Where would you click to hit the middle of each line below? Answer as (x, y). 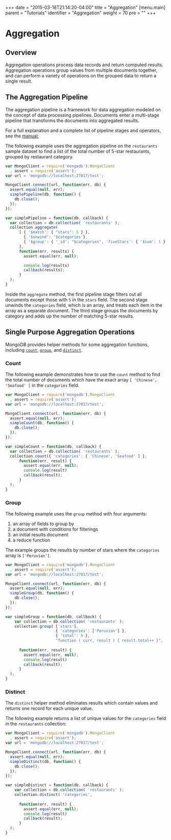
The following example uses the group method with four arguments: (76, 514)
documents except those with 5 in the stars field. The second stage (77, 299)
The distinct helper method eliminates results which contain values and (82, 703)
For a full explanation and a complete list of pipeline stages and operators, (83, 130)
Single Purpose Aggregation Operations (70, 332)
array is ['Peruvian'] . (28, 555)
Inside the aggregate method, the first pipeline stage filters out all (74, 294)
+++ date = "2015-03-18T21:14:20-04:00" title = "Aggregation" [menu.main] (86, 7)
